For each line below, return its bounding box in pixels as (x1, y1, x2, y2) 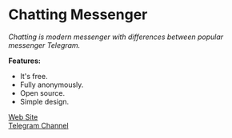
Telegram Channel (8, 120, 70, 130)
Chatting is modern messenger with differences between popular (8, 32, 224, 41)
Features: (8, 56, 42, 65)
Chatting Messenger (8, 6, 148, 24)
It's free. (19, 71, 48, 81)
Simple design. (19, 97, 70, 106)
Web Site (8, 112, 38, 121)
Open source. (19, 88, 66, 97)
